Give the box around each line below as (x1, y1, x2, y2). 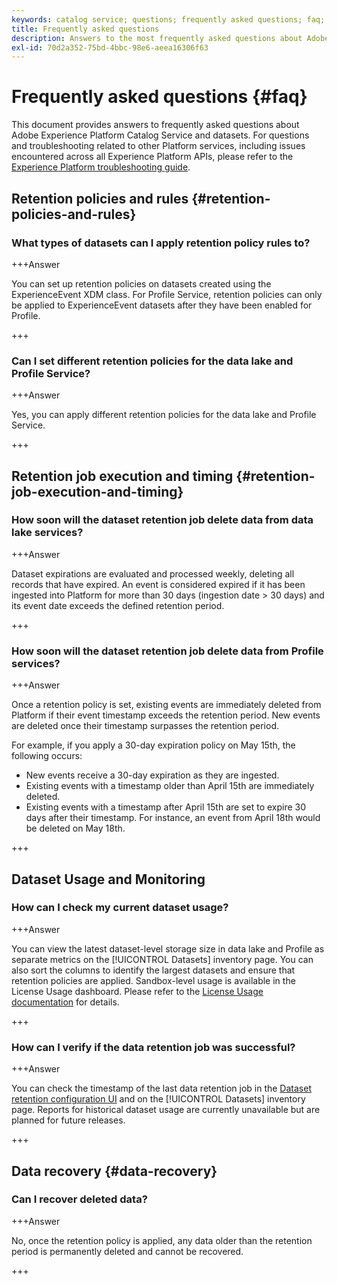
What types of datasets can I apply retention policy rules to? (11, 236, 311, 250)
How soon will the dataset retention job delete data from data (11, 513, 314, 527)
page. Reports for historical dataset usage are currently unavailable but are (11, 1104, 321, 1116)
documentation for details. (11, 996, 120, 1008)
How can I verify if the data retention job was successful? (11, 1040, 296, 1054)
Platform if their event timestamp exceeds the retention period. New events (11, 709, 321, 721)
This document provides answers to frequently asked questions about (11, 119, 300, 131)
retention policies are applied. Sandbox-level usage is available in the (11, 974, 296, 986)
